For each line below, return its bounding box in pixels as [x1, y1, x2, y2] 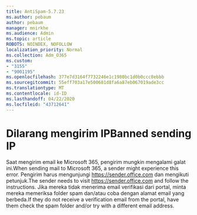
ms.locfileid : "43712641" [6, 101, 69, 107]
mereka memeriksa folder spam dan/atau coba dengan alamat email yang [6, 190, 185, 197]
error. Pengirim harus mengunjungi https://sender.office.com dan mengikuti [6, 171, 189, 178]
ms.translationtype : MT [6, 85, 65, 91]
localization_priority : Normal [6, 47, 83, 53]
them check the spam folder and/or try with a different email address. [6, 202, 175, 209]
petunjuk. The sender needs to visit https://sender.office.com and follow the [6, 177, 189, 184]
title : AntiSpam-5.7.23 [6, 8, 65, 15]
